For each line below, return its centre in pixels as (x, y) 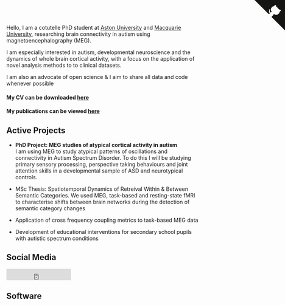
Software (24, 296)
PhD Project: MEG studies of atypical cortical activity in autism (96, 145)
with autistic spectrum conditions (57, 238)
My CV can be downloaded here (48, 97)
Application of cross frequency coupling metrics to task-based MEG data (107, 220)
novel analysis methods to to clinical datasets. (64, 65)
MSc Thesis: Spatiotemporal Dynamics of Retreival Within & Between (102, 189)
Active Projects (36, 130)
